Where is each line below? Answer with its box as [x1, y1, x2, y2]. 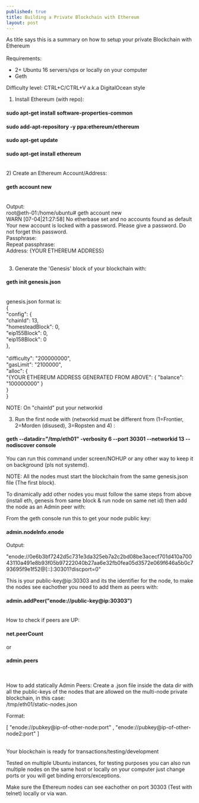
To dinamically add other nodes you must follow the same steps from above [6, 491, 192, 498]
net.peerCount [6, 630, 43, 637]
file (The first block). [6, 479, 56, 486]
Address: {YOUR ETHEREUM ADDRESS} [6, 247, 105, 254]
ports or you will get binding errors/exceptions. [6, 772, 121, 779]
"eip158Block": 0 [6, 336, 47, 343]
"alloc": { [6, 367, 28, 374]
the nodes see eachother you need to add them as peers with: [6, 583, 159, 591]
